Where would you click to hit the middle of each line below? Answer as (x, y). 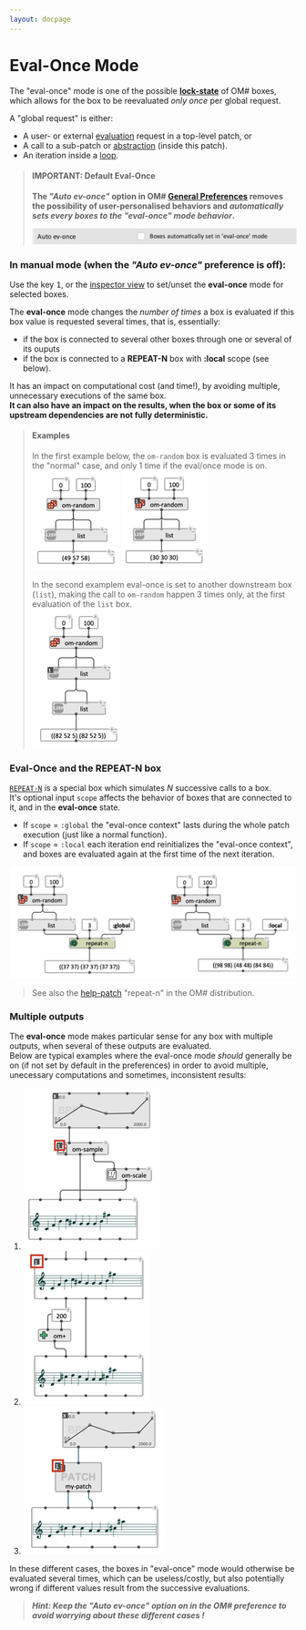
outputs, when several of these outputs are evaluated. (111, 1046)
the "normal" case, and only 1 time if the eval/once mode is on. (149, 466)
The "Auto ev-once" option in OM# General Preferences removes (158, 196)
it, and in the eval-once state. (65, 807)
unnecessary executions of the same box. (88, 395)
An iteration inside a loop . (71, 155)
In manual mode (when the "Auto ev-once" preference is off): (148, 264)
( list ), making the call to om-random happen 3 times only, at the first (158, 595)
